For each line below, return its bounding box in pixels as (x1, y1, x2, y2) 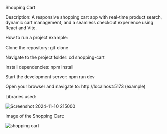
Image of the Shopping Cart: (5, 113, 65, 119)
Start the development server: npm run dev (5, 74, 95, 80)
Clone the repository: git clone (5, 44, 69, 50)
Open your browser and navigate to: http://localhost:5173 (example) (5, 83, 146, 90)
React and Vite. (5, 25, 37, 31)
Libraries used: (5, 94, 36, 99)
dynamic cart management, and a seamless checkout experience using (5, 20, 154, 25)
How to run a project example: (5, 35, 68, 40)
